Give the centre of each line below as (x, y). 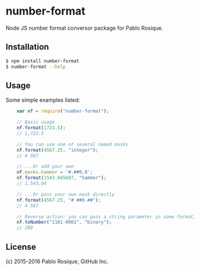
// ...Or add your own (45, 167)
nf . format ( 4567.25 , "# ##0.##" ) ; (59, 200)
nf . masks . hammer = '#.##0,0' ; (55, 172)
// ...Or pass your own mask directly (66, 194)
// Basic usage (36, 122)
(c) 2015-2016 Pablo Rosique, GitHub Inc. (57, 261)
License (21, 247)
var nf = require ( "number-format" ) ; (63, 111)
